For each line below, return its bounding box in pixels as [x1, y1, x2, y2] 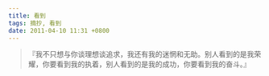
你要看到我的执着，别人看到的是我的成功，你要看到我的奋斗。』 [42, 59, 251, 69]
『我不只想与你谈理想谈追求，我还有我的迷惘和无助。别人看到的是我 [27, 50, 255, 59]
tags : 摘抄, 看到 [8, 19, 62, 27]
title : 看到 [8, 11, 46, 20]
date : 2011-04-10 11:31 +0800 [8, 26, 110, 34]
